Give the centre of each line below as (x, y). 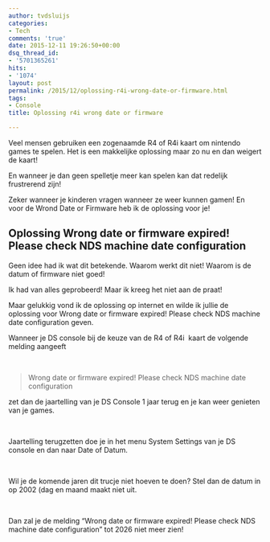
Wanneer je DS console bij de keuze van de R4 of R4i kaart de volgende (129, 338)
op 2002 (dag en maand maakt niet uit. (73, 489)
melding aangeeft (37, 346)
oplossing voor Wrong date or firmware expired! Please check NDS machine (135, 314)
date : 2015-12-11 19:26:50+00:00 (64, 46)
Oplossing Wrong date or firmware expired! (119, 234)
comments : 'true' (37, 38)
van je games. (31, 410)
